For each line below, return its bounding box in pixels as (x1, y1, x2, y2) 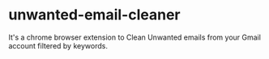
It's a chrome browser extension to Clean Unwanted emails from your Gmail (8, 32, 262, 42)
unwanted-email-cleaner (8, 6, 181, 24)
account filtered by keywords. (8, 40, 108, 50)
